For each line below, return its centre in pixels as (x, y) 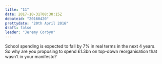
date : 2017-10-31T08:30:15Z (34, 14)
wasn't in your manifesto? (31, 56)
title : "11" (17, 10)
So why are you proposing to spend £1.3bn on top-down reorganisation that (81, 51)
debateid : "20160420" (27, 19)
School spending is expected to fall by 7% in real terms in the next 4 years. (80, 46)
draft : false (18, 28)
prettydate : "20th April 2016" (37, 23)
